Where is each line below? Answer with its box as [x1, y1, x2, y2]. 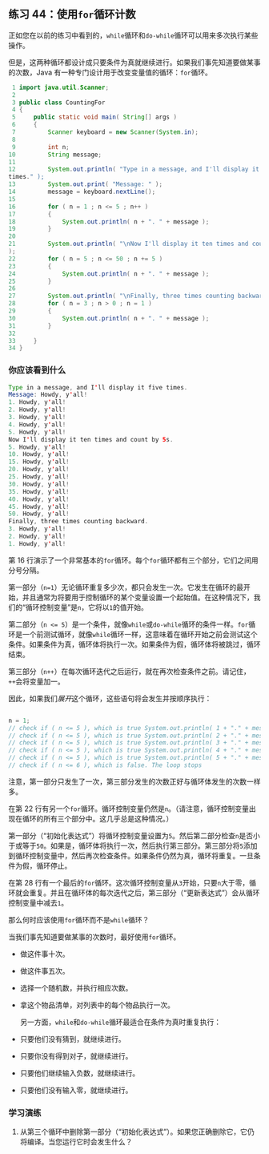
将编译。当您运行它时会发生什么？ [19, 1137, 133, 1147]
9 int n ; [11, 143, 70, 151]
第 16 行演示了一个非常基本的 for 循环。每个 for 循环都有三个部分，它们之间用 [8, 555, 259, 565]
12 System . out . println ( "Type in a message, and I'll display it [8, 165, 260, 174]
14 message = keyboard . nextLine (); [8, 188, 156, 196]
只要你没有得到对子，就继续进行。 [19, 1051, 133, 1060]
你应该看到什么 [8, 365, 66, 376]
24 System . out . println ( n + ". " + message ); [8, 269, 210, 278]
